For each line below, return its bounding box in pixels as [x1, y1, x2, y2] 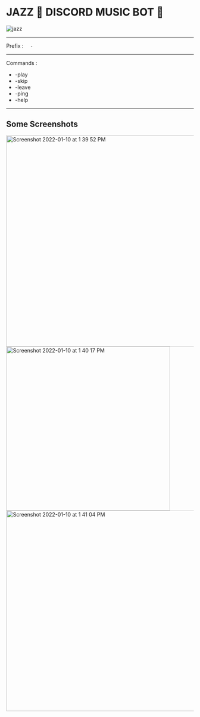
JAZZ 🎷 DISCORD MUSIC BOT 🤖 [6, 5, 164, 19]
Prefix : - [6, 42, 33, 50]
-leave [14, 84, 31, 91]
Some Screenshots [6, 119, 79, 129]
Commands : [6, 59, 37, 66]
